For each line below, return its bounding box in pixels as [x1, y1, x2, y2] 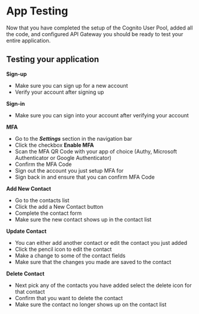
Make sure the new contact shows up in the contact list [14, 215, 152, 223]
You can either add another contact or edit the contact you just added [14, 239, 188, 246]
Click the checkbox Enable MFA [14, 141, 94, 149]
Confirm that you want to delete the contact [14, 294, 123, 301]
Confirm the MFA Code [14, 161, 72, 168]
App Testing [6, 4, 68, 18]
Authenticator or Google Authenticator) [14, 154, 112, 161]
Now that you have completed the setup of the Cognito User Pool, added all [6, 24, 193, 31]
